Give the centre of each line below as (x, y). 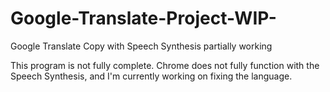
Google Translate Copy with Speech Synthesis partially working (141, 46)
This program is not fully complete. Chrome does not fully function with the (165, 65)
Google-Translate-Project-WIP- (143, 18)
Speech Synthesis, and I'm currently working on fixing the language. (151, 76)
